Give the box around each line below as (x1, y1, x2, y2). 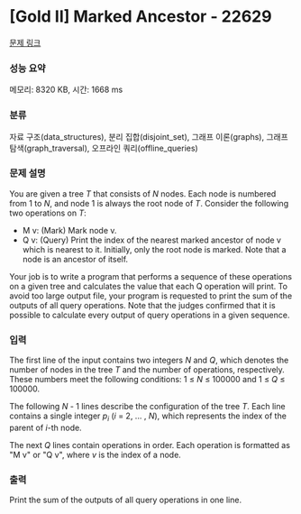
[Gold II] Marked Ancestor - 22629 (9, 6, 272, 27)
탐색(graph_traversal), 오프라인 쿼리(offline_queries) (9, 142, 198, 153)
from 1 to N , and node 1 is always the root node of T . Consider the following (9, 197, 289, 208)
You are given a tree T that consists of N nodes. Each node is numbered (9, 188, 277, 199)
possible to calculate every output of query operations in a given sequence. (9, 309, 290, 320)
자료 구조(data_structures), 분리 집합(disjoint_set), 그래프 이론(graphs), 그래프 (9, 131, 288, 142)
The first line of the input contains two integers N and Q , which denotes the (9, 354, 289, 366)
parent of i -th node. (9, 422, 83, 433)
